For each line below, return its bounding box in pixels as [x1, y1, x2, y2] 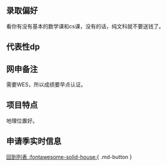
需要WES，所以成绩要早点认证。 [6, 81, 87, 88]
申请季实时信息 [6, 136, 62, 146]
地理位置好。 [6, 117, 38, 124]
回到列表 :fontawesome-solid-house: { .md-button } [6, 153, 132, 160]
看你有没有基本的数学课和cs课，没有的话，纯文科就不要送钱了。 [6, 23, 165, 30]
